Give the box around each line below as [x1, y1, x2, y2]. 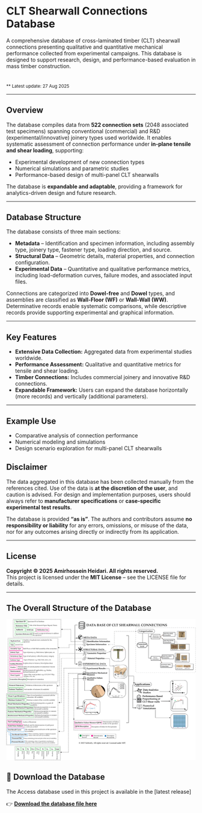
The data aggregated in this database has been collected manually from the [6, 478, 194, 485]
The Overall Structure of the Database [6, 603, 151, 613]
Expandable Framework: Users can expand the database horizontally [14, 386, 188, 394]
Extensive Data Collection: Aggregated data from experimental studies [14, 348, 192, 356]
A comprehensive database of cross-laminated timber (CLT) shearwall [6, 37, 180, 44]
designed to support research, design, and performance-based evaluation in [6, 56, 196, 63]
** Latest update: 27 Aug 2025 [6, 83, 70, 89]
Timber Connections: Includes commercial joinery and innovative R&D [14, 374, 191, 381]
